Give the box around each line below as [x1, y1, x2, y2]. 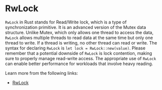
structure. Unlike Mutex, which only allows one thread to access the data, [5, 29, 154, 35]
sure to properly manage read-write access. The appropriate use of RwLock [5, 55, 156, 61]
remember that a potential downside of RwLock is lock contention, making [5, 50, 152, 56]
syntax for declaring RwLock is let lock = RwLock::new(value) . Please [5, 45, 146, 51]
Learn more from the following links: [5, 70, 79, 76]
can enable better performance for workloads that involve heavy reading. [5, 61, 153, 67]
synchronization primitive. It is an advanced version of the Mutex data [5, 24, 146, 30]
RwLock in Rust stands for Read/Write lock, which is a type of [5, 19, 127, 25]
